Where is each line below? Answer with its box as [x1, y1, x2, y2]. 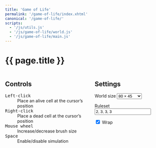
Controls [5, 80, 32, 88]
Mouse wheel [5, 123, 34, 129]
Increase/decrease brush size [17, 128, 77, 134]
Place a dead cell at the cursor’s [17, 113, 82, 119]
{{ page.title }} [5, 55, 65, 66]
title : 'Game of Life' [5, 7, 51, 12]
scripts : [5, 20, 23, 26]
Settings [94, 80, 121, 88]
